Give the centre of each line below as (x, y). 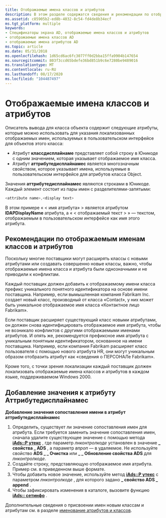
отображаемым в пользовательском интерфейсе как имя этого (72, 218)
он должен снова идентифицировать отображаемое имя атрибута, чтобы (83, 325)
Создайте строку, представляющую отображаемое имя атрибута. (82, 464)
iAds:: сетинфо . (30, 496)
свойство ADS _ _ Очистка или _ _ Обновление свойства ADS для (82, 454)
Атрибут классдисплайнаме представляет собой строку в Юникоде (85, 153)
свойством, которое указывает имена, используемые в (71, 169)
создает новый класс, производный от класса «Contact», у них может (79, 300)
